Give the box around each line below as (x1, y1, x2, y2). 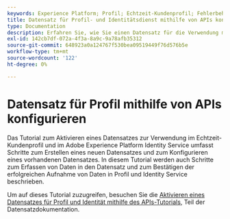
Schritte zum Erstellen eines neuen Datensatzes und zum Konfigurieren (7, 148, 208, 156)
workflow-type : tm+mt (7, 49, 69, 55)
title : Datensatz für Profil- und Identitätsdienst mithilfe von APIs (7, 16, 213, 23)
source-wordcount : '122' (7, 55, 78, 62)
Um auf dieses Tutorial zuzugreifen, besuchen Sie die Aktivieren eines (7, 190, 205, 198)
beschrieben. (7, 177, 44, 185)
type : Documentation (7, 23, 66, 29)
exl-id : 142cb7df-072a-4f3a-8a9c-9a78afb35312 (7, 36, 142, 42)
